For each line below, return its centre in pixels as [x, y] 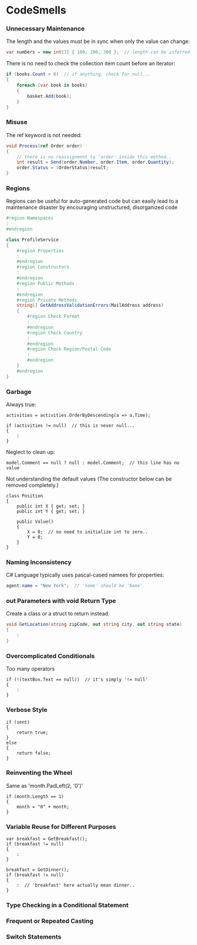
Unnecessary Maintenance [45, 29]
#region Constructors [43, 267]
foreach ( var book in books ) [52, 85]
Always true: [21, 404]
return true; [33, 732]
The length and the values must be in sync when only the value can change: [98, 41]
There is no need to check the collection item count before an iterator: [91, 64]
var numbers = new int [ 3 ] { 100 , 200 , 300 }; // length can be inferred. [99, 52]
